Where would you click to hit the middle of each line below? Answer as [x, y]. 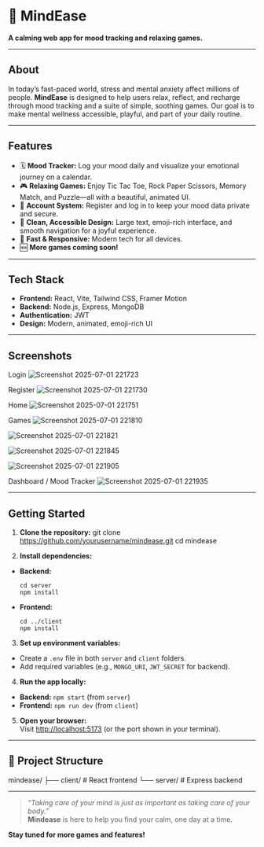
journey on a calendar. [56, 177]
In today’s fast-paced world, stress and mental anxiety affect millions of [124, 89]
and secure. [39, 214]
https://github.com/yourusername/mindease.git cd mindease [118, 541]
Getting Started [47, 513]
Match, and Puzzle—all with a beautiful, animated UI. [105, 197]
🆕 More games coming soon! [69, 247]
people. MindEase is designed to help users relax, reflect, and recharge [124, 97]
